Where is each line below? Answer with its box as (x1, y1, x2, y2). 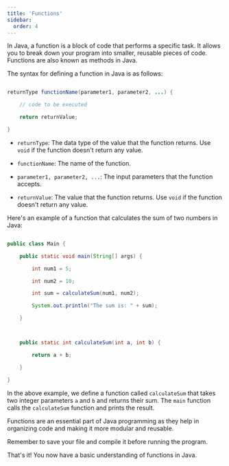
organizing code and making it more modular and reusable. (7, 424, 174, 432)
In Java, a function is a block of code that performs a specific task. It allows (7, 42, 221, 50)
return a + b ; (32, 351, 72, 358)
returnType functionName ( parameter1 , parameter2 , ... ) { (7, 89, 173, 96)
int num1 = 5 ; (32, 265, 72, 272)
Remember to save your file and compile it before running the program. (7, 437, 208, 445)
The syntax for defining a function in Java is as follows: (7, 69, 163, 78)
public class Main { (7, 240, 67, 247)
